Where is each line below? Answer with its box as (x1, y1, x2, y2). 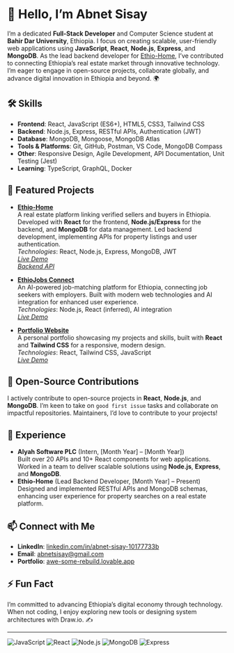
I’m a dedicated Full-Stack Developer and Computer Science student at (7, 29, 214, 38)
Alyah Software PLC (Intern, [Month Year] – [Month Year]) (17, 448, 185, 456)
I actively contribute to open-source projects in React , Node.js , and (7, 394, 202, 402)
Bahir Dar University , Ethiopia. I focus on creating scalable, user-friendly (7, 36, 217, 45)
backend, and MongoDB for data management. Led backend (17, 225, 192, 233)
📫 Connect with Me (7, 520, 95, 532)
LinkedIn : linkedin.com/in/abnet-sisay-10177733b (17, 542, 159, 551)
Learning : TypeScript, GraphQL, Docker (17, 164, 132, 173)
